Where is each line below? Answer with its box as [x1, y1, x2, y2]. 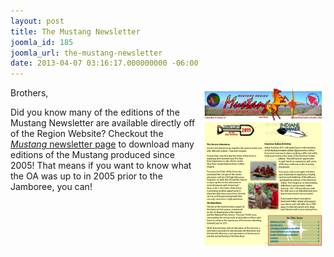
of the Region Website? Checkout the [10, 128, 164, 140]
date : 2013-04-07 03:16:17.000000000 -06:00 [10, 58, 199, 69]
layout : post [10, 16, 65, 26]
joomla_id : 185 [10, 37, 74, 47]
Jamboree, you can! [10, 181, 93, 193]
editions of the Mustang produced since [10, 149, 175, 161]
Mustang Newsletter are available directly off [10, 117, 196, 129]
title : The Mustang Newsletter [10, 26, 141, 37]
